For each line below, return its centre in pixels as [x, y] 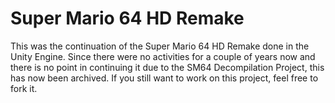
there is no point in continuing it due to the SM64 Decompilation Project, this [167, 67]
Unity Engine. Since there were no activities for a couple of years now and [163, 56]
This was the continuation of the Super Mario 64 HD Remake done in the [160, 46]
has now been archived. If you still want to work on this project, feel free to [164, 78]
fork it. [24, 88]
